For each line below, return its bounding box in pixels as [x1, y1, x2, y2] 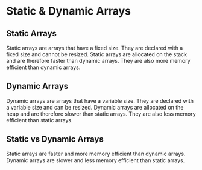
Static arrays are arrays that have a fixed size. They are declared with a [6, 44, 183, 51]
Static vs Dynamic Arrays [6, 134, 104, 145]
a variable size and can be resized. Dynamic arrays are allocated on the [6, 103, 184, 111]
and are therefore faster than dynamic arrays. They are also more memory [6, 57, 191, 64]
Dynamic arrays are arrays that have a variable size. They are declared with [6, 97, 194, 104]
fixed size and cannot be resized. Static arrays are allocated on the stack [6, 51, 188, 58]
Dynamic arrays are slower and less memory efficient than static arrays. [6, 156, 185, 164]
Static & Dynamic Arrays [6, 4, 131, 18]
